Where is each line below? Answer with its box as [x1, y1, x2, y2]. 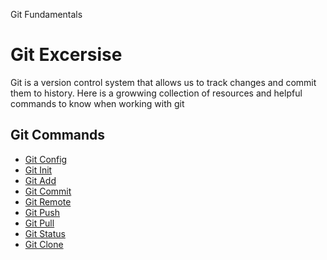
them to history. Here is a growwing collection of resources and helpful [10, 87, 303, 99]
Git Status [24, 227, 66, 239]
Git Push [24, 206, 61, 218]
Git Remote [24, 195, 72, 208]
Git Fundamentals [10, 9, 83, 20]
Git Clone [24, 238, 64, 250]
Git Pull [24, 217, 55, 229]
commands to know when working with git [10, 97, 185, 109]
